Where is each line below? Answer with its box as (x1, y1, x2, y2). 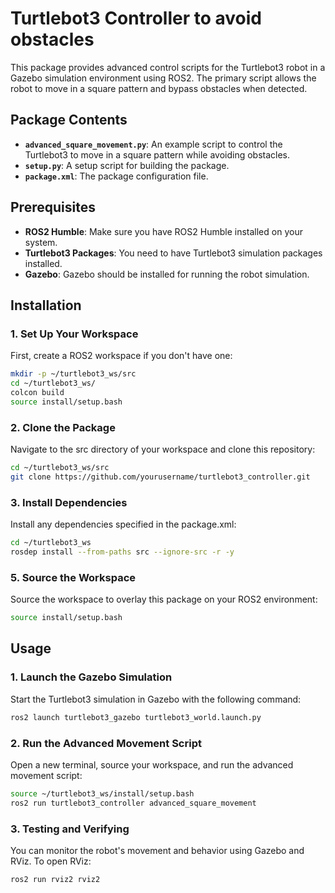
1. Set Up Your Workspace (10, 327, 139, 341)
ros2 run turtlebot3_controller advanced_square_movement (10, 798, 257, 808)
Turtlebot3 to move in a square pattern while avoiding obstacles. (24, 148, 291, 161)
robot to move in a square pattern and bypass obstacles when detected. (10, 82, 308, 94)
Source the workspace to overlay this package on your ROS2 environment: (10, 593, 318, 606)
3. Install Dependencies (10, 495, 128, 509)
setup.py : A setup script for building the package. (24, 159, 230, 171)
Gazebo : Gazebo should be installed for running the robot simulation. (24, 268, 310, 280)
